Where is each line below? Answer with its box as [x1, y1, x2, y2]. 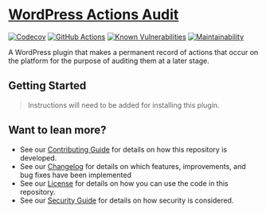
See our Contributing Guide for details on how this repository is [19, 144, 228, 154]
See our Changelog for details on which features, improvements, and [19, 161, 246, 171]
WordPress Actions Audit [8, 6, 179, 24]
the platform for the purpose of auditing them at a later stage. [8, 56, 209, 65]
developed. [19, 153, 57, 163]
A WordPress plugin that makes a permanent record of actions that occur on [8, 47, 259, 57]
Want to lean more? [8, 124, 107, 137]
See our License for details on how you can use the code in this [19, 178, 229, 188]
